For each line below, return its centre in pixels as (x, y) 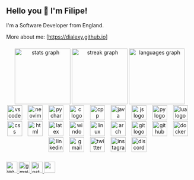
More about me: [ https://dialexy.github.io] (57, 37)
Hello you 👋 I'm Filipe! (47, 11)
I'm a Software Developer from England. (55, 25)
